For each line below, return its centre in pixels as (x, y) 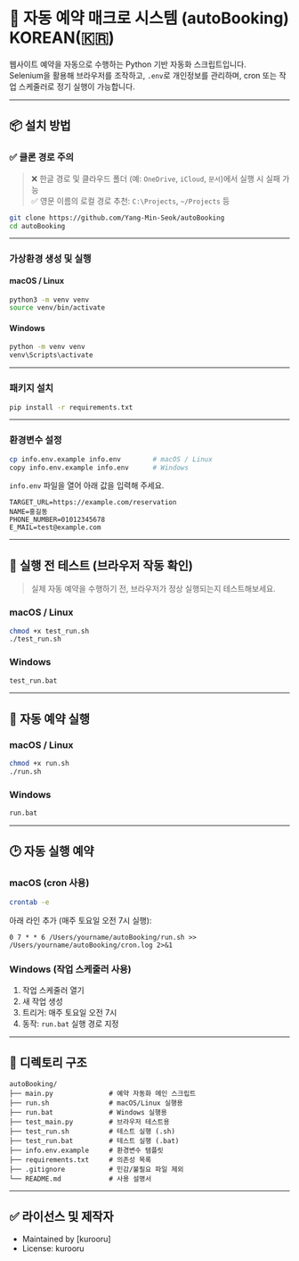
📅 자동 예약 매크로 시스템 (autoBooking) (149, 18)
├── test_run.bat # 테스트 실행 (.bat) (94, 1141)
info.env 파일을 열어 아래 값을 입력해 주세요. (87, 485)
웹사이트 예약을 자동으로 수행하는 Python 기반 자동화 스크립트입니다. (128, 64)
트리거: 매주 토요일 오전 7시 (69, 1012)
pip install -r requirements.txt (71, 407)
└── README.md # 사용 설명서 (81, 1179)
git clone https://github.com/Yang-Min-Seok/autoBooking (117, 218)
